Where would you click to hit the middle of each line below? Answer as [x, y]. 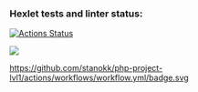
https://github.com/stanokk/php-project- [86, 68]
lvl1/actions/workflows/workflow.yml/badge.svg [99, 78]
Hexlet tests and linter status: [76, 14]
